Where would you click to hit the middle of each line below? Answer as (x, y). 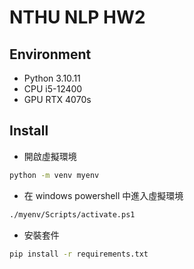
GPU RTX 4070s (57, 99)
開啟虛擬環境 (50, 156)
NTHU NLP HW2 (77, 17)
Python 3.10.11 (52, 78)
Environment (50, 54)
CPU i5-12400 (53, 89)
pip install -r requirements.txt (79, 254)
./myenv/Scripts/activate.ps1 (72, 214)
